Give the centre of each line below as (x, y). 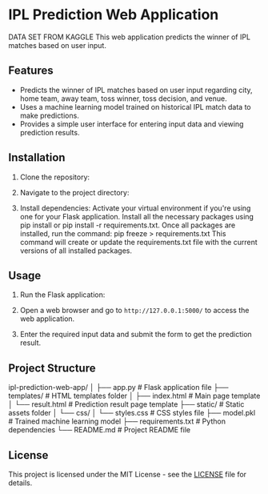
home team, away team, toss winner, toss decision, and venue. (124, 98)
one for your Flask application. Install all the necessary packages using (137, 216)
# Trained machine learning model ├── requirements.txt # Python (117, 421)
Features (31, 71)
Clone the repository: (55, 177)
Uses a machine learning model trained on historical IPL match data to (135, 106)
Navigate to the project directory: (74, 192)
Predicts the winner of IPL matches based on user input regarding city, (136, 90)
